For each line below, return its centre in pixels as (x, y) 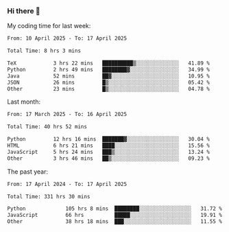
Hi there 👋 (24, 11)
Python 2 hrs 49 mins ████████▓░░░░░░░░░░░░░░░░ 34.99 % (109, 69)
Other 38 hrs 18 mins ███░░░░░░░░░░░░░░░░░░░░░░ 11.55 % (115, 222)
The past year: (27, 172)
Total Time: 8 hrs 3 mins (44, 51)
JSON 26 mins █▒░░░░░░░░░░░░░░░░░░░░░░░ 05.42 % (109, 82)
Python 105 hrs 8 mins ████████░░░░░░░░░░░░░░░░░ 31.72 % (115, 209)
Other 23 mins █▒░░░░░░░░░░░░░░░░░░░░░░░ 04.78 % (109, 89)
